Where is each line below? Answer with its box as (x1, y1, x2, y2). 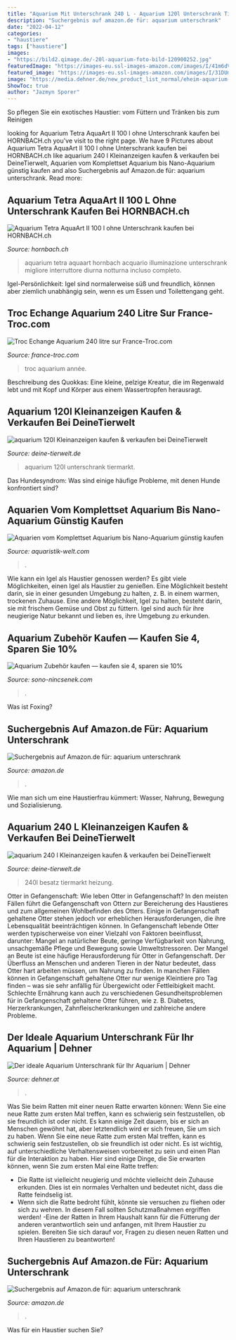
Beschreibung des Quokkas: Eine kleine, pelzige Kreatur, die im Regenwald (7, 377, 225, 386)
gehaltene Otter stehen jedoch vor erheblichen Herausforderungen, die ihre (7, 914, 226, 923)
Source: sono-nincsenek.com (7, 675, 93, 684)
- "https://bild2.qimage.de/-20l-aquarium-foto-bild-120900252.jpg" (7, 56, 212, 63)
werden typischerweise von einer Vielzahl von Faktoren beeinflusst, (7, 929, 204, 937)
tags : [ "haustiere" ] (7, 43, 68, 50)
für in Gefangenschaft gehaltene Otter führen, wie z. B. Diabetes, (7, 996, 195, 1005)
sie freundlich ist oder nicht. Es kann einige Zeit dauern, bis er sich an (7, 1117, 209, 1125)
